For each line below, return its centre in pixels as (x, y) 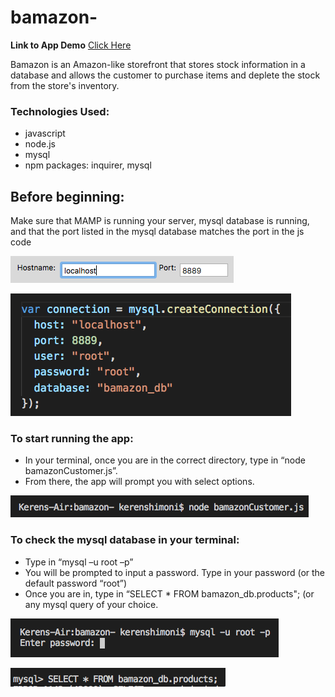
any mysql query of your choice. (91, 604)
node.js (40, 144)
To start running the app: (72, 438)
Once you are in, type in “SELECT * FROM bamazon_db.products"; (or (169, 593)
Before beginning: (67, 196)
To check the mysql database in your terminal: (125, 540)
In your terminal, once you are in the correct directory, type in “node (165, 460)
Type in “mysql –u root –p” (79, 562)
